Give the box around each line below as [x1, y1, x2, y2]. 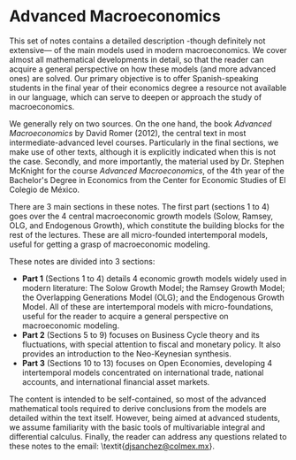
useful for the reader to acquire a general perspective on [21, 310, 229, 321]
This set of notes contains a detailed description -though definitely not [9, 35, 266, 46]
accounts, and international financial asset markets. [21, 376, 210, 387]
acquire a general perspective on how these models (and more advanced [9, 64, 277, 74]
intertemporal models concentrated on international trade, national [21, 367, 264, 378]
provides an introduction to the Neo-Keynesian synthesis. [21, 348, 231, 359]
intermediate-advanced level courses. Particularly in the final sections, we [9, 137, 279, 148]
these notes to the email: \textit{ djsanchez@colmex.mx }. [9, 441, 215, 451]
